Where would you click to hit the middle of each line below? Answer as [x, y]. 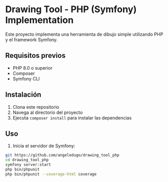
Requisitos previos [35, 56]
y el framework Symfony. [32, 40]
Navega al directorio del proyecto [48, 112]
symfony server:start [28, 165]
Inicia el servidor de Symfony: [44, 146]
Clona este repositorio [36, 107]
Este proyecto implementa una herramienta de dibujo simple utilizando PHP [84, 34]
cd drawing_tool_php [27, 160]
